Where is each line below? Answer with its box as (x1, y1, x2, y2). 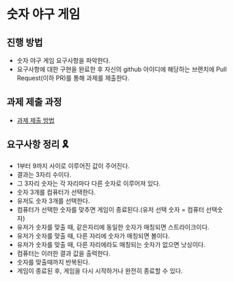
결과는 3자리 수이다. (16, 170, 71, 178)
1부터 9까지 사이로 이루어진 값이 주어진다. (16, 162, 130, 170)
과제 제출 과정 (6, 96, 62, 108)
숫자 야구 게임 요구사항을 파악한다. (16, 57, 111, 64)
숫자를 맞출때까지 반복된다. (16, 258, 90, 266)
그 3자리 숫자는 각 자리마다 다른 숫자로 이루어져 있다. (16, 179, 161, 188)
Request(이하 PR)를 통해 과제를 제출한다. (16, 74, 130, 82)
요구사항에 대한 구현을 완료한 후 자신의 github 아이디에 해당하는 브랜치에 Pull (16, 65, 227, 73)
